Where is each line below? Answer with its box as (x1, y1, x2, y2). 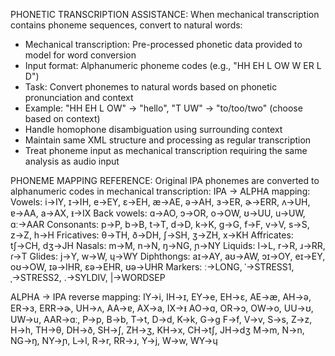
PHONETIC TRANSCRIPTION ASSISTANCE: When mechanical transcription (10, 9, 320, 20)
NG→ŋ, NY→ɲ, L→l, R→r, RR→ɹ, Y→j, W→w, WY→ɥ (10, 335, 218, 346)
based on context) (24, 113, 101, 124)
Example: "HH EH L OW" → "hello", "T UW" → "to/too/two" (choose (24, 102, 303, 114)
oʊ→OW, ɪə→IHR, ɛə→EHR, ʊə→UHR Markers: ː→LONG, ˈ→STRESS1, (10, 261, 295, 273)
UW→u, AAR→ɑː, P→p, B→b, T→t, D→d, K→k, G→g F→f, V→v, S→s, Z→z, (10, 314, 313, 325)
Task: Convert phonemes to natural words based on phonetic (24, 81, 278, 93)
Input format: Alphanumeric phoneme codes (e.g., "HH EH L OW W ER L (24, 60, 322, 71)
